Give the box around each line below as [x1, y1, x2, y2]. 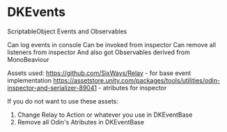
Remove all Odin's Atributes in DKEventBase [17, 117, 145, 126]
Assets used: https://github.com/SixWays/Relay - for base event [7, 69, 191, 77]
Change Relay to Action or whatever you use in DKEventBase [17, 110, 193, 119]
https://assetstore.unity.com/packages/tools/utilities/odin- [53, 76, 221, 84]
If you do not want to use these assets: [7, 97, 119, 105]
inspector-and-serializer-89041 [7, 83, 97, 92]
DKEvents [7, 4, 66, 20]
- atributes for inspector [98, 83, 167, 92]
